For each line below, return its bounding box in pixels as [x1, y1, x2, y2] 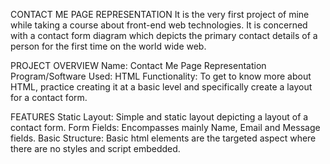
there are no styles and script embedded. [10, 143, 181, 154]
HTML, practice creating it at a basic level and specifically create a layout [10, 81, 313, 93]
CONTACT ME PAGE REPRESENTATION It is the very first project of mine [10, 9, 310, 20]
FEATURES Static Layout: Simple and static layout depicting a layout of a [10, 111, 309, 123]
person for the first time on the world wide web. [10, 40, 207, 52]
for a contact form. [10, 92, 88, 103]
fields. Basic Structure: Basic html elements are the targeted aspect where [10, 132, 317, 144]
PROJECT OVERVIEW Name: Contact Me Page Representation [10, 60, 267, 71]
